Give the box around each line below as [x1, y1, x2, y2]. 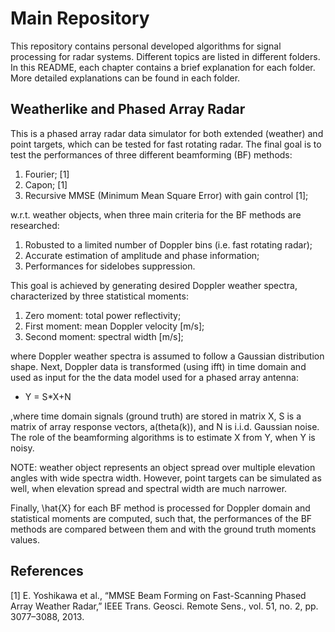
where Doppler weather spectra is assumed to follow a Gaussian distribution [10, 350, 325, 362]
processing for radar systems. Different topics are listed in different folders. [10, 50, 321, 62]
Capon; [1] [24, 178, 68, 191]
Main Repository [10, 7, 150, 30]
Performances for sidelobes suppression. [24, 260, 196, 272]
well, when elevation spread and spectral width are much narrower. [10, 482, 288, 494]
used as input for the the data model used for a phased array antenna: [10, 371, 299, 383]
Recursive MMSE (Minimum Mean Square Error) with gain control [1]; [24, 189, 309, 201]
